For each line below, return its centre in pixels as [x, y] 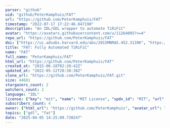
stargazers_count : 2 [27, 85]
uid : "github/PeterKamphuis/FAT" [40, 15]
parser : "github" [24, 10]
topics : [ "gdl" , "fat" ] [30, 113]
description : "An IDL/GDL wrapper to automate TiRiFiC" [65, 29]
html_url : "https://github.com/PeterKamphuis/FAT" [60, 61]
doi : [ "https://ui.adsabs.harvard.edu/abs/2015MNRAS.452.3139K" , [75, 43]
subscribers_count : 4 [28, 104]
